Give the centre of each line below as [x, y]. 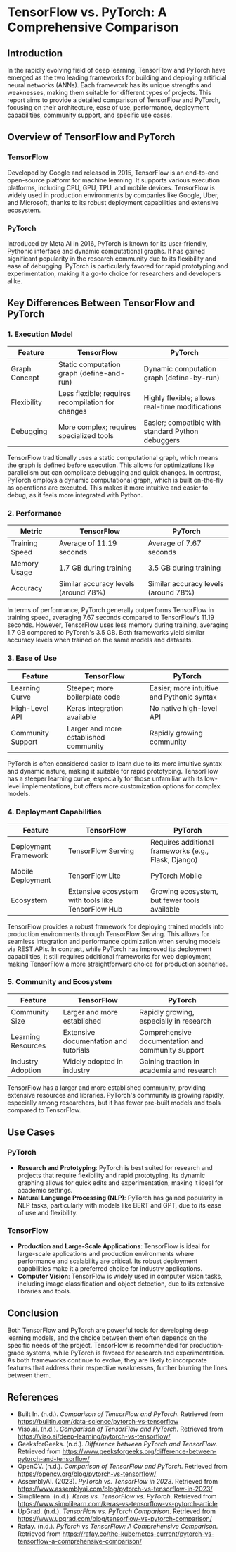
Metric [32, 531]
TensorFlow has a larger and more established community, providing [106, 1087]
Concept [25, 378]
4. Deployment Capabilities [54, 812]
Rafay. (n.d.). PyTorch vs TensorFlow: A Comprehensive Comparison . [118, 1527]
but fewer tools [175, 900]
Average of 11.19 [88, 543]
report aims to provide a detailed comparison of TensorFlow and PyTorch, [114, 100]
